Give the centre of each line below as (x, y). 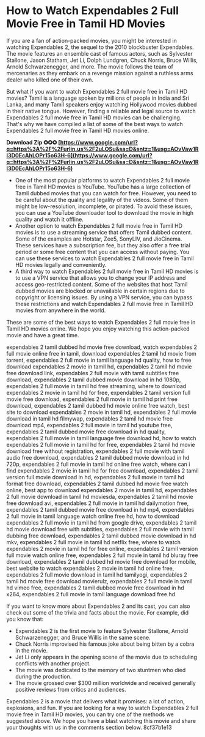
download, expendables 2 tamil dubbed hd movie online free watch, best (98, 405)
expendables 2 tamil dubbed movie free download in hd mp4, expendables (100, 509)
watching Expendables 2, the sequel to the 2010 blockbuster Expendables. (100, 47)
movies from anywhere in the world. (60, 310)
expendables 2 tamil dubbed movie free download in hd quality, (86, 432)
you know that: (25, 619)
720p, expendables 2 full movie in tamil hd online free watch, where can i (98, 464)
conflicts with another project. (53, 663)
